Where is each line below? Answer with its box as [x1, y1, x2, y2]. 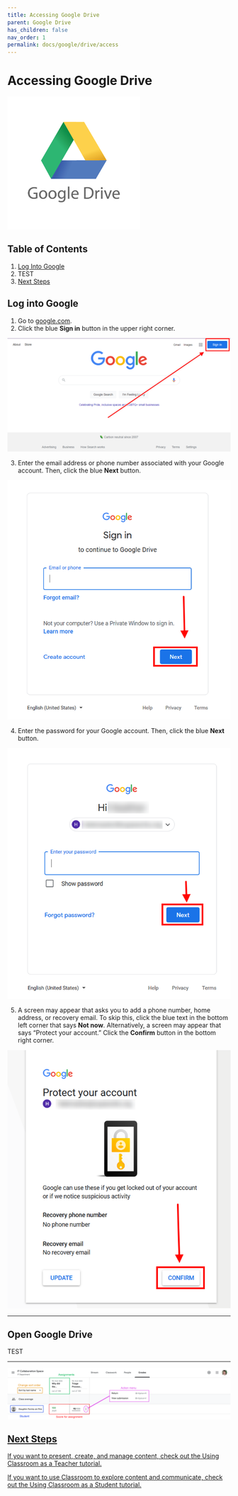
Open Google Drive [7, 1328, 93, 1340]
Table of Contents [7, 243, 89, 255]
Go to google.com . [17, 316, 72, 325]
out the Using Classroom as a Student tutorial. [7, 1480, 142, 1489]
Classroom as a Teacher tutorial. [7, 1459, 102, 1468]
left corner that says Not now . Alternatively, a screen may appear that [17, 1021, 222, 1030]
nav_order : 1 [7, 34, 46, 41]
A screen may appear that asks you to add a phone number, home [17, 1006, 211, 1014]
